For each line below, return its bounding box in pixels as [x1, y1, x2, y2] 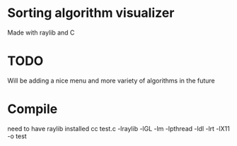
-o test [7, 132, 27, 140]
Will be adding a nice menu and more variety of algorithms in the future [7, 76, 216, 85]
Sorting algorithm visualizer [7, 5, 175, 21]
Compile [7, 101, 58, 117]
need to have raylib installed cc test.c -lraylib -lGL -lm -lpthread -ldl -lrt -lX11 [7, 124, 230, 133]
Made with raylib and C [7, 28, 75, 37]
